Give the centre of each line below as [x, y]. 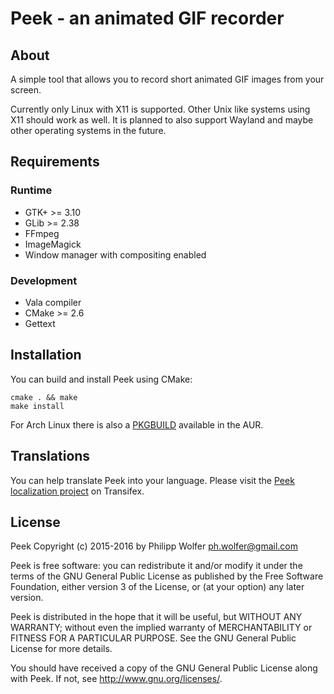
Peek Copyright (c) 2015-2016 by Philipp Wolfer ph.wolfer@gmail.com [154, 546]
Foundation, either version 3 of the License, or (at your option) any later [157, 587]
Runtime [31, 190]
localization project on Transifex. [77, 491]
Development [44, 280]
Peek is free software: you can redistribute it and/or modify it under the [156, 566]
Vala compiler [53, 302]
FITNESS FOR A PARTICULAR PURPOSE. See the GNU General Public [153, 638]
